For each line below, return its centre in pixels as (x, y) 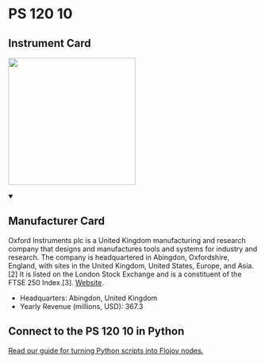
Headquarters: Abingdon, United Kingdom (88, 298)
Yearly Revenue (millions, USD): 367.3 (81, 306)
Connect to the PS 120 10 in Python (96, 332)
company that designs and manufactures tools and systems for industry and (133, 249)
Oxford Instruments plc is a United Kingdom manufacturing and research (127, 240)
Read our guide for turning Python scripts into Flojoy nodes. (106, 350)
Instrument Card (50, 43)
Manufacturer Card (57, 221)
